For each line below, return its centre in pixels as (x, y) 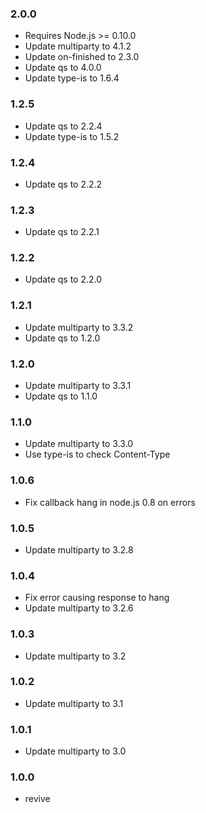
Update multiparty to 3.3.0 (79, 444)
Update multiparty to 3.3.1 (78, 386)
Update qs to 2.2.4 (63, 126)
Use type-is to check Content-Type (97, 454)
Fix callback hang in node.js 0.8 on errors (110, 502)
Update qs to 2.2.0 (63, 279)
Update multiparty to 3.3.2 (79, 327)
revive (37, 799)
